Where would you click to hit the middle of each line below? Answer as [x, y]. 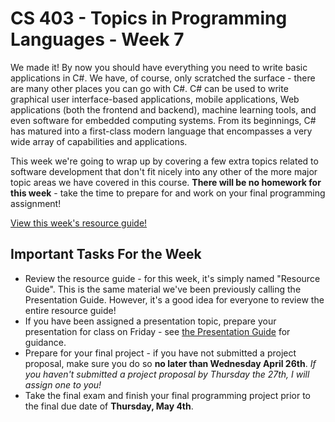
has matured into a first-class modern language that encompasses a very [161, 131]
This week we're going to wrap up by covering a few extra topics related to [164, 161]
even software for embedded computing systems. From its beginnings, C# [163, 120]
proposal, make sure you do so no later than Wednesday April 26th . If [170, 363]
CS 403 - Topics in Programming [149, 18]
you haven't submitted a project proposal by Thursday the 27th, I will [167, 374]
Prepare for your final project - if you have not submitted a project [160, 353]
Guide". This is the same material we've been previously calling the [163, 289]
